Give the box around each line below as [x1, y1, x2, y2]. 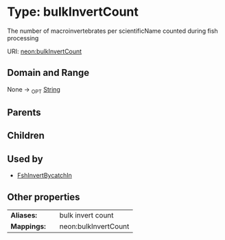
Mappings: [10, 222, 47, 231]
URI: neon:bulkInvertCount [7, 47, 82, 55]
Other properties [7, 191, 80, 202]
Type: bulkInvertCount [7, 4, 139, 20]
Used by [7, 153, 43, 165]
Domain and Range [7, 67, 90, 79]
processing [7, 34, 39, 42]
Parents [7, 107, 41, 118]
